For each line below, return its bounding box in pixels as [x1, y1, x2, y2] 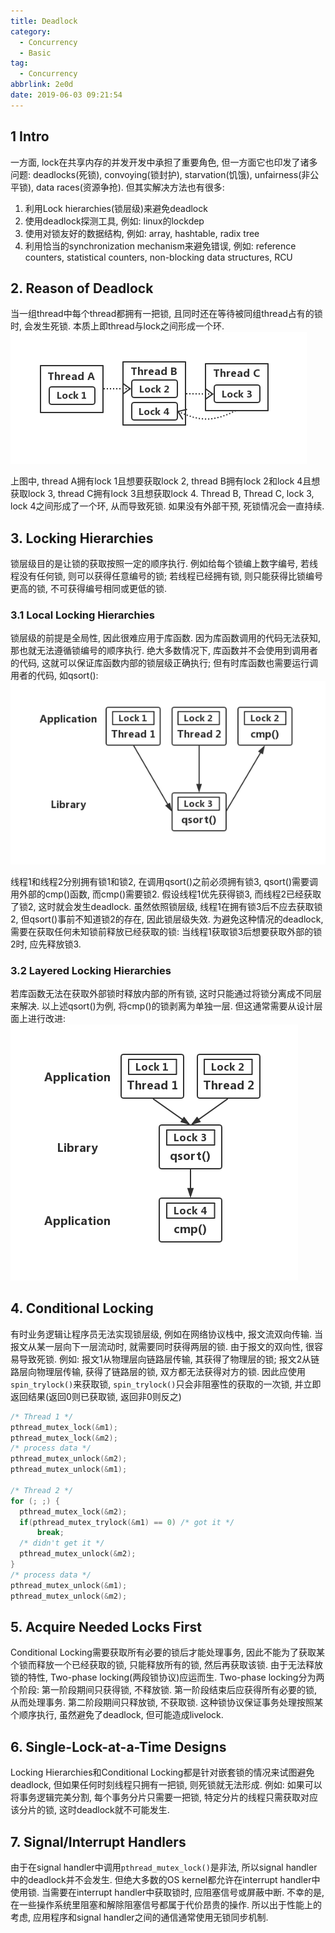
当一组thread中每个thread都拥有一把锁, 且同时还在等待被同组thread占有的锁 [10, 308, 323, 320]
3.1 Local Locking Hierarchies [10, 608, 155, 622]
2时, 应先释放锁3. [10, 938, 82, 950]
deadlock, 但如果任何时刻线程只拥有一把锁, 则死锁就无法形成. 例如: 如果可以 [10, 1779, 323, 1791]
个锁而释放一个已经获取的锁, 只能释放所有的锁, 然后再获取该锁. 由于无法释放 [10, 1659, 323, 1671]
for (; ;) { [10, 1496, 60, 1506]
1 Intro [10, 128, 50, 145]
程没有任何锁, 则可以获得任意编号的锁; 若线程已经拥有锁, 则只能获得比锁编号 [10, 570, 324, 582]
